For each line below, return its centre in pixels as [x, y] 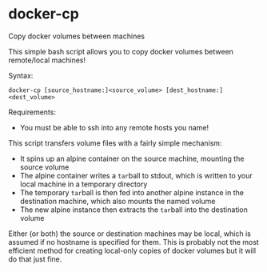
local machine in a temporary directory [84, 184]
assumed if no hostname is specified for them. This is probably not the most [134, 242]
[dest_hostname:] [194, 90]
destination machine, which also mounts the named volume [118, 201]
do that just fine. [35, 259]
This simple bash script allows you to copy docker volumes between [121, 51]
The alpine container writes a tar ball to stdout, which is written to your [136, 175]
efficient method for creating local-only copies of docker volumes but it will [132, 250]
